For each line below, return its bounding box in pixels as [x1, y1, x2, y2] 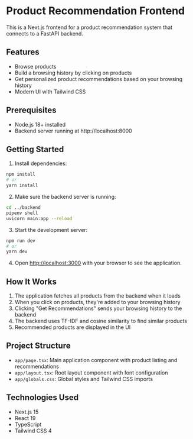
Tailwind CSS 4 [14, 427, 52, 434]
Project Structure [6, 341, 71, 351]
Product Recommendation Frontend [6, 4, 185, 18]
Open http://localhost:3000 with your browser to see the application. [14, 259, 182, 267]
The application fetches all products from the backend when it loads [14, 292, 181, 299]
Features [6, 47, 40, 57]
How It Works [6, 276, 57, 286]
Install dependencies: [14, 160, 67, 167]
